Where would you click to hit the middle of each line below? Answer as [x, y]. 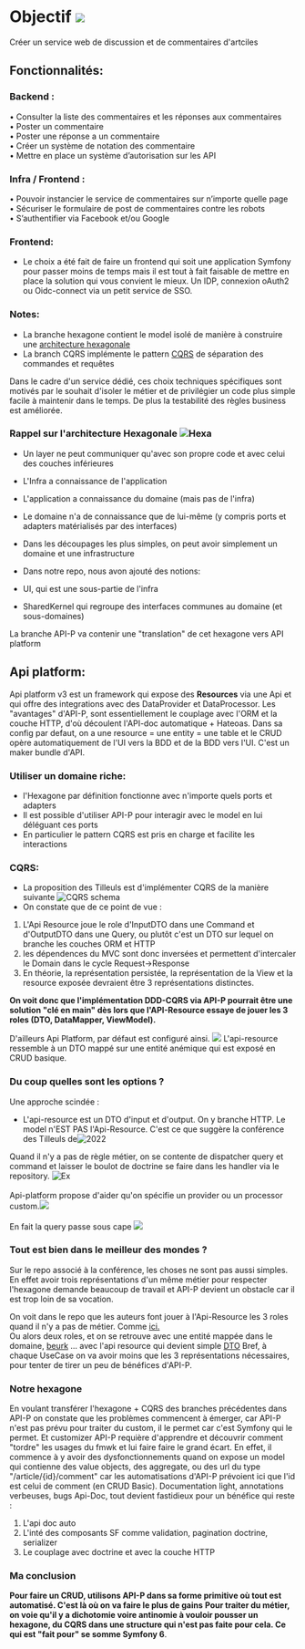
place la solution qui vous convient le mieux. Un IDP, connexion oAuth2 [156, 281]
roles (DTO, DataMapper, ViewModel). [83, 1020]
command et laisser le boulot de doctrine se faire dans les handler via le [144, 1166]
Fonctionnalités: [56, 71]
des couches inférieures [68, 463]
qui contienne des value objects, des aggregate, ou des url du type [135, 1467]
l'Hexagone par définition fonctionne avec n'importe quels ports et [147, 795]
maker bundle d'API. [47, 752]
